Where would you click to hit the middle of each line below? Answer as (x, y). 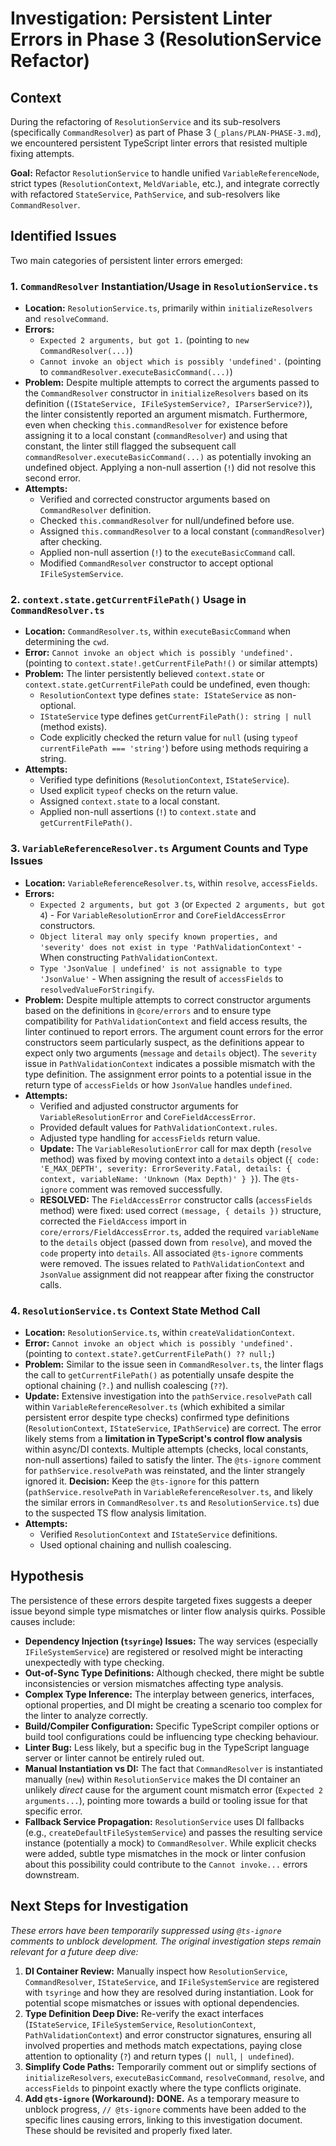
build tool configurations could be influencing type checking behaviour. (171, 1736)
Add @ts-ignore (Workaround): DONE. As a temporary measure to (162, 2098)
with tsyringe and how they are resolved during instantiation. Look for (169, 1992)
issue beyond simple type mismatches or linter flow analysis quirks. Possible (168, 1611)
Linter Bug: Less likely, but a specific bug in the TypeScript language (167, 1747)
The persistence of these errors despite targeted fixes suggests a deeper (161, 1600)
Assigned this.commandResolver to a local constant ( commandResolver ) (182, 531)
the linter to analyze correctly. (86, 1715)
